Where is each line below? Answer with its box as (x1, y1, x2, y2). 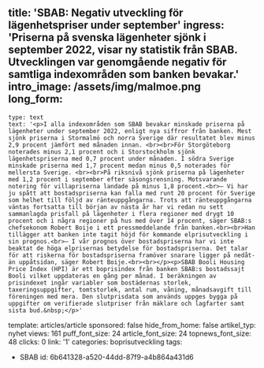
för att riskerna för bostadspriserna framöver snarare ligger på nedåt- (8, 251, 256, 259)
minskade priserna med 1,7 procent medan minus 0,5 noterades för (8, 162, 231, 169)
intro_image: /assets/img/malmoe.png (8, 80, 201, 94)
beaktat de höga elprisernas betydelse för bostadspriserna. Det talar (8, 244, 248, 252)
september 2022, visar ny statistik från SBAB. (8, 43, 238, 57)
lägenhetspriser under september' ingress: (8, 19, 225, 32)
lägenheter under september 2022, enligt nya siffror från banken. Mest (8, 127, 252, 135)
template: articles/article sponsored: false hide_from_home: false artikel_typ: (8, 320, 256, 329)
